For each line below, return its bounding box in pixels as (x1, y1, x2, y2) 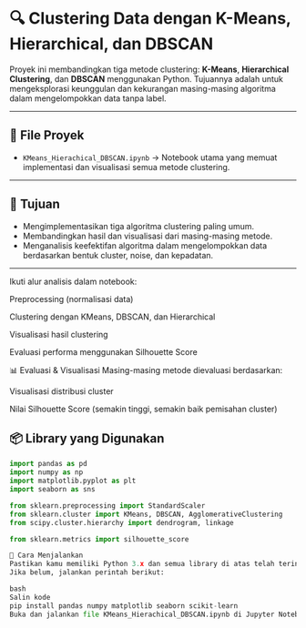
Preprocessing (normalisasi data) (9, 293, 134, 304)
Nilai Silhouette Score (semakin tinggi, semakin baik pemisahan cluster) (9, 403, 278, 414)
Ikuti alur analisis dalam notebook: (9, 276, 138, 287)
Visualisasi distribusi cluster (9, 385, 114, 397)
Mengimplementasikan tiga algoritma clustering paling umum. (22, 220, 255, 231)
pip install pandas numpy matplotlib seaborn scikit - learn (9, 601, 239, 611)
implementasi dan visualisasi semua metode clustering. (22, 161, 230, 172)
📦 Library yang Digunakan (9, 430, 165, 446)
